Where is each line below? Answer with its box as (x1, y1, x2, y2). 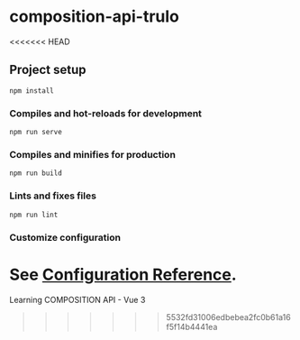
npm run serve (9, 128, 63, 137)
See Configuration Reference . (9, 264, 237, 285)
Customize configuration (9, 231, 122, 244)
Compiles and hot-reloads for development (9, 106, 203, 119)
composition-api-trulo (9, 6, 180, 27)
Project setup (9, 62, 87, 78)
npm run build (9, 169, 63, 178)
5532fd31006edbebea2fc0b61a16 (166, 311, 291, 322)
